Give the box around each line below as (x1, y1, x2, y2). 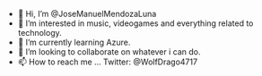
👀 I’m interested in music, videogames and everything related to (17, 18, 254, 29)
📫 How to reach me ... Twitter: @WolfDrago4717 (17, 56, 198, 67)
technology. (17, 28, 63, 38)
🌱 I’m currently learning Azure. (17, 37, 131, 47)
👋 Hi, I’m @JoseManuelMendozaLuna (17, 9, 157, 19)
